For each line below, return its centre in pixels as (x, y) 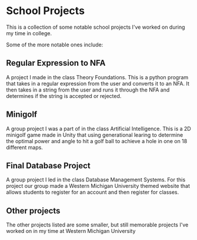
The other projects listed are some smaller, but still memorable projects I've (97, 225)
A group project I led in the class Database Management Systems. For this (96, 180)
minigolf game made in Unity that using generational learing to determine (95, 135)
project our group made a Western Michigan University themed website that (98, 186)
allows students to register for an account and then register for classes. (93, 192)
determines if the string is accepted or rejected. (64, 96)
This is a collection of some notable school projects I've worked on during (96, 27)
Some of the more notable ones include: (55, 45)
